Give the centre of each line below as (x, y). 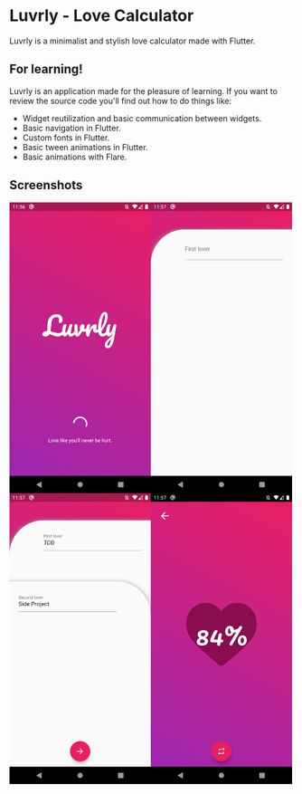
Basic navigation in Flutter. (71, 128)
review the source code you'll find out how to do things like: (121, 100)
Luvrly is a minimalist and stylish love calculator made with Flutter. (132, 41)
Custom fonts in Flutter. (66, 138)
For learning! (46, 69)
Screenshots (46, 185)
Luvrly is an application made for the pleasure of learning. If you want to (144, 91)
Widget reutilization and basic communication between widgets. (142, 118)
